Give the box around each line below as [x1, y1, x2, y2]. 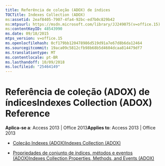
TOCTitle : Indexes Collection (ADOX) [5, 12, 86, 17]
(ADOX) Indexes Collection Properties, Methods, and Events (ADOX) [12, 155, 154, 161]
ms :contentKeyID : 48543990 [5, 26, 63, 32]
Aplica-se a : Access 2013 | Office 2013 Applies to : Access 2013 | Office [5, 125, 156, 131]
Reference [5, 108, 50, 120]
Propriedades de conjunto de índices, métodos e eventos [12, 150, 133, 156]
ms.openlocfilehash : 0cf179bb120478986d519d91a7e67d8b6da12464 [5, 41, 143, 46]
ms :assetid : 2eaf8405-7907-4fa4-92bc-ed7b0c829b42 [5, 17, 115, 22]
